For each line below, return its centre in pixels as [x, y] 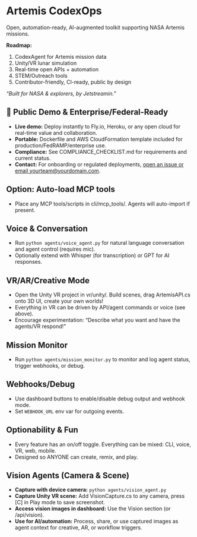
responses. [28, 262]
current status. [33, 158]
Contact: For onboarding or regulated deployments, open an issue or [99, 164]
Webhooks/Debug [41, 384]
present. [25, 210]
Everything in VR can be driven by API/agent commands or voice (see [100, 308]
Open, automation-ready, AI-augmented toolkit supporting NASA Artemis [96, 27]
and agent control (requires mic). [55, 249]
